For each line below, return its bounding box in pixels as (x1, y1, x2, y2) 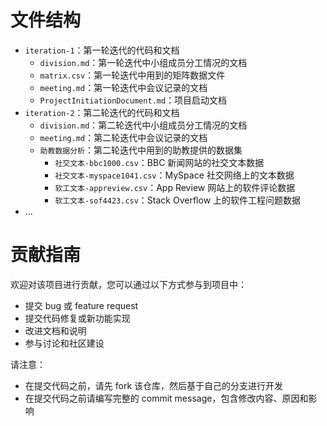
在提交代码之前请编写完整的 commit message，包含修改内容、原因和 (24, 392, 309, 404)
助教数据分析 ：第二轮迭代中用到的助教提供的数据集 (39, 144, 243, 156)
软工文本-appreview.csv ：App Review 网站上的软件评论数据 (54, 181, 296, 193)
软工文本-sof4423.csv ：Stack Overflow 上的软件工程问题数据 (54, 194, 302, 206)
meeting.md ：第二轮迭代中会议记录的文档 (39, 131, 208, 143)
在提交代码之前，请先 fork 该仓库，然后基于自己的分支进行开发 (24, 379, 284, 391)
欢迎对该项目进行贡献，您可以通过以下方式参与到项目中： (10, 278, 247, 290)
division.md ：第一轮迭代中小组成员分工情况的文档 (39, 56, 248, 68)
